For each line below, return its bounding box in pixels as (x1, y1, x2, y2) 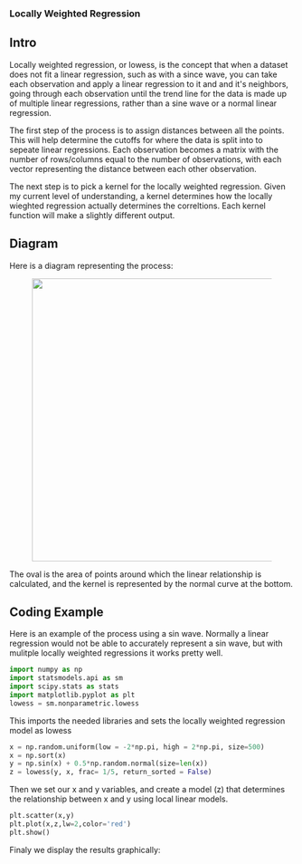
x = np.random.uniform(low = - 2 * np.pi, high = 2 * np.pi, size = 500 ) (9, 742, 265, 752)
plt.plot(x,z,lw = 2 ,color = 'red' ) (9, 820, 131, 829)
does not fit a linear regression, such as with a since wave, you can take (9, 69, 278, 80)
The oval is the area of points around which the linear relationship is (9, 569, 262, 580)
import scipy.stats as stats (9, 682, 119, 691)
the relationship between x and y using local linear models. (9, 793, 229, 804)
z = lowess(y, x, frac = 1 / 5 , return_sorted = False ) (9, 768, 212, 777)
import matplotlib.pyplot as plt (9, 690, 136, 699)
